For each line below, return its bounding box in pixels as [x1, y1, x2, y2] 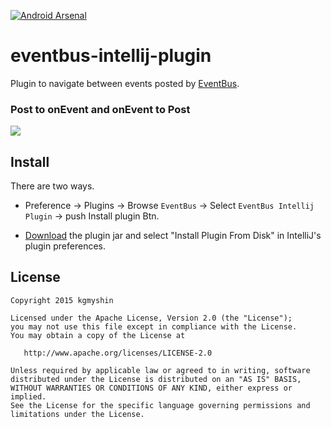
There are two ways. [10, 180, 95, 192]
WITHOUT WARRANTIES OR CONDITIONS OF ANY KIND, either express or [10, 383, 293, 393]
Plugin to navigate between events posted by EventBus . [10, 77, 240, 89]
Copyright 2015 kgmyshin [10, 295, 114, 305]
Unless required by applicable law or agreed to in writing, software [10, 365, 311, 375]
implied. [10, 391, 47, 402]
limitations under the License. [10, 409, 145, 419]
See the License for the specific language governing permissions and [10, 400, 311, 410]
